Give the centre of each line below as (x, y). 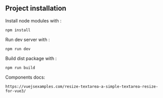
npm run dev (18, 49)
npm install (18, 30)
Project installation (36, 8)
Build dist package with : (31, 58)
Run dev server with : (28, 39)
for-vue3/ (16, 91)
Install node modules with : (34, 20)
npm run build (20, 68)
